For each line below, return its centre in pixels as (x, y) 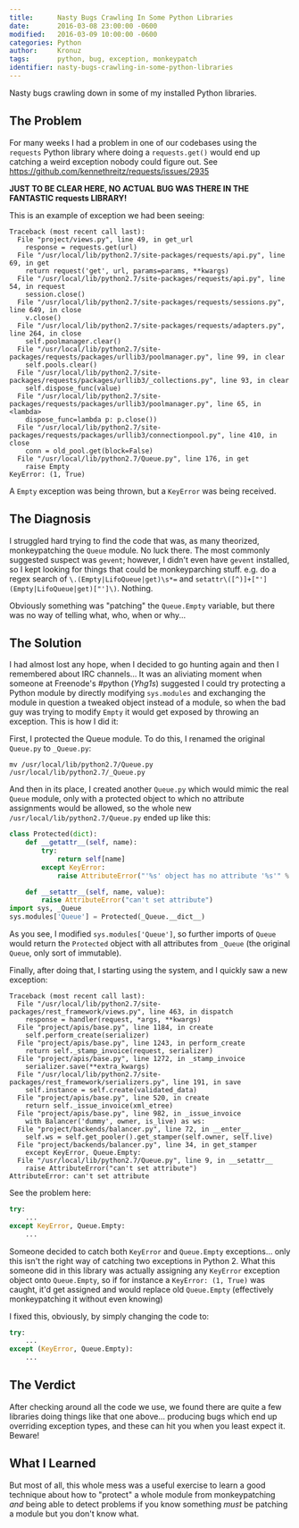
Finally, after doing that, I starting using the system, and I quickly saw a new (149, 971)
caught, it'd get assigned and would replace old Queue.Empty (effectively (141, 1289)
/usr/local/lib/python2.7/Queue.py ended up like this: (110, 818)
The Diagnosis (50, 519)
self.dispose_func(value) (74, 388)
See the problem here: (50, 1193)
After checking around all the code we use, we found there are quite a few (145, 1406)
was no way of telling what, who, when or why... (98, 615)
